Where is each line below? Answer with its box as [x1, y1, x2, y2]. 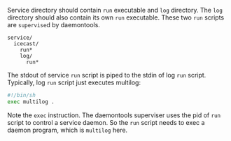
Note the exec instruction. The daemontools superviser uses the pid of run [7, 111, 221, 119]
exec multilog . [7, 98, 55, 105]
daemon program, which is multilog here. [7, 126, 128, 134]
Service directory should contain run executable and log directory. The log [7, 6, 223, 14]
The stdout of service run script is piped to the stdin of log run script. [7, 71, 206, 79]
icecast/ [13, 40, 39, 47]
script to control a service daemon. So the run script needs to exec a [7, 118, 205, 126]
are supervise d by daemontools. [7, 21, 100, 29]
